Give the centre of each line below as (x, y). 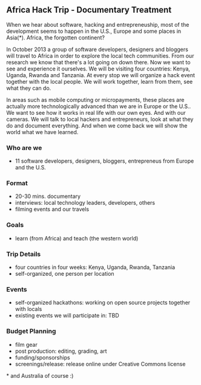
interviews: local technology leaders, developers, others (85, 203)
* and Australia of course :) (40, 375)
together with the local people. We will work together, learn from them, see (100, 81)
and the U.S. (31, 168)
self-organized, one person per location (64, 274)
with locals (28, 309)
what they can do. (29, 88)
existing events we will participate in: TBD (67, 316)
